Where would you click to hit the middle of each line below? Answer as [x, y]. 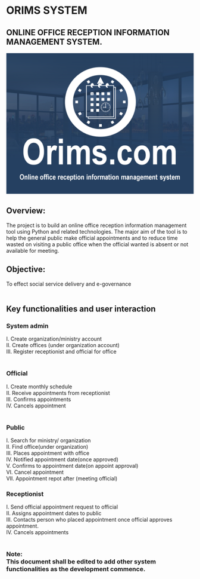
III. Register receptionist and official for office [62, 352]
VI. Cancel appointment [35, 472]
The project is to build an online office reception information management [96, 225]
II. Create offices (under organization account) [63, 345]
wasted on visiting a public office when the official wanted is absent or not [97, 244]
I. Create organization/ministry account [54, 339]
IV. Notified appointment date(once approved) [62, 459]
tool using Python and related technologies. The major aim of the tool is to [97, 231]
